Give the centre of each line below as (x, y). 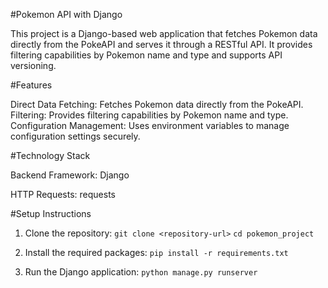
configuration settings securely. (75, 136)
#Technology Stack (50, 155)
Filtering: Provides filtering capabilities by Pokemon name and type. (149, 115)
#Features (31, 85)
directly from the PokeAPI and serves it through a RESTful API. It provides (161, 44)
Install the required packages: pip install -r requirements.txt (156, 252)
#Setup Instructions (51, 213)
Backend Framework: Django (70, 175)
